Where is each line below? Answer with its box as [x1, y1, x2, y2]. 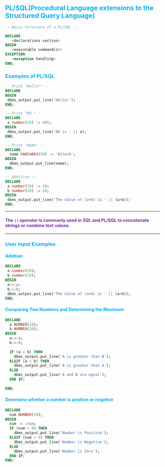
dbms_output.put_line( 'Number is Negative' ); [14, 439, 109, 444]
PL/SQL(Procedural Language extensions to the [5, 4, 154, 12]
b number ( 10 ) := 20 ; [7, 188, 50, 193]
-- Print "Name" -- [5, 143, 45, 148]
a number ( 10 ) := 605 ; [7, 120, 52, 125]
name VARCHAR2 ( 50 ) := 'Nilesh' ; [9, 152, 76, 157]
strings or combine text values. [5, 222, 70, 228]
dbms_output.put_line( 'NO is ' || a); [7, 129, 87, 134]
